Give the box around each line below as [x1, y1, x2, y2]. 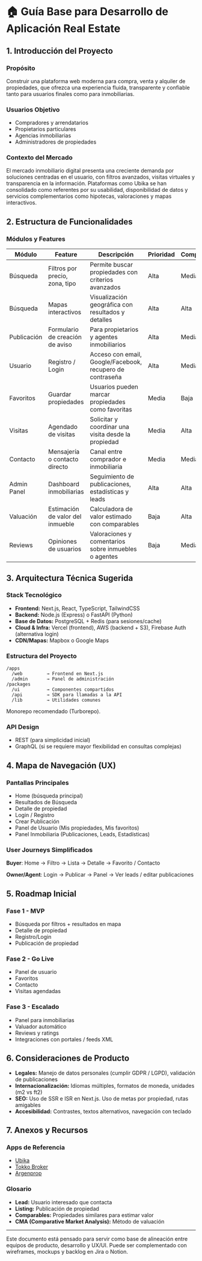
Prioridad [147, 250, 176, 259]
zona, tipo [47, 279, 76, 288]
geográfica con [90, 300, 133, 309]
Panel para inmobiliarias [14, 1016, 75, 1023]
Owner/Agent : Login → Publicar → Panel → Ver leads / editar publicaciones [6, 871, 194, 878]
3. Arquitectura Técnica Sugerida [6, 573, 133, 583]
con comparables [90, 520, 139, 529]
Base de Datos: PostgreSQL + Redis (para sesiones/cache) [14, 617, 162, 624]
